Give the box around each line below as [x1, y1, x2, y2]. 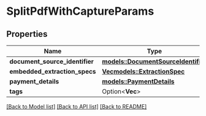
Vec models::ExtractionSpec [102, 68, 185, 75]
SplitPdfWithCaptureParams [6, 4, 154, 18]
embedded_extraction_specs [9, 68, 96, 75]
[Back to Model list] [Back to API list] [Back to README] [6, 103, 147, 110]
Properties [6, 29, 48, 39]
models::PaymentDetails [102, 77, 175, 85]
